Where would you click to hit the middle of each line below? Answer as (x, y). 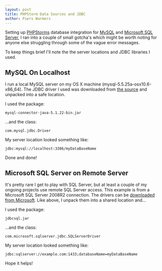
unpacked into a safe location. (35, 95)
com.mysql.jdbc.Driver (28, 131)
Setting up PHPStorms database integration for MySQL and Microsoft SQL (79, 33)
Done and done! (21, 158)
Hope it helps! (19, 263)
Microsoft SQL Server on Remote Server (67, 173)
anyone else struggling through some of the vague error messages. (72, 43)
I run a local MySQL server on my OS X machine (53, 84)
